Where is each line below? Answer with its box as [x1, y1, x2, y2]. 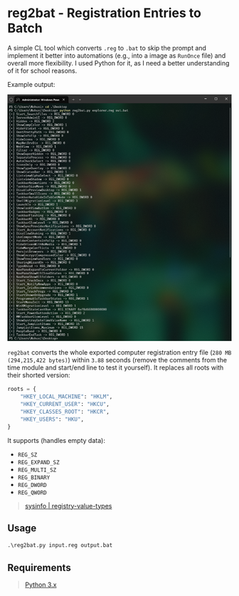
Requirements [7, 561, 71, 574]
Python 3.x [24, 580, 57, 589]
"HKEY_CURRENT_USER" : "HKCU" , [20, 401, 110, 408]
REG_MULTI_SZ [17, 466, 57, 474]
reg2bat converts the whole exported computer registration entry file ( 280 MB [7, 348, 232, 357]
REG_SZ [17, 451, 38, 459]
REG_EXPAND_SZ [17, 459, 60, 466]
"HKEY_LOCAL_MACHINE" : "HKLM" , [20, 393, 113, 400]
